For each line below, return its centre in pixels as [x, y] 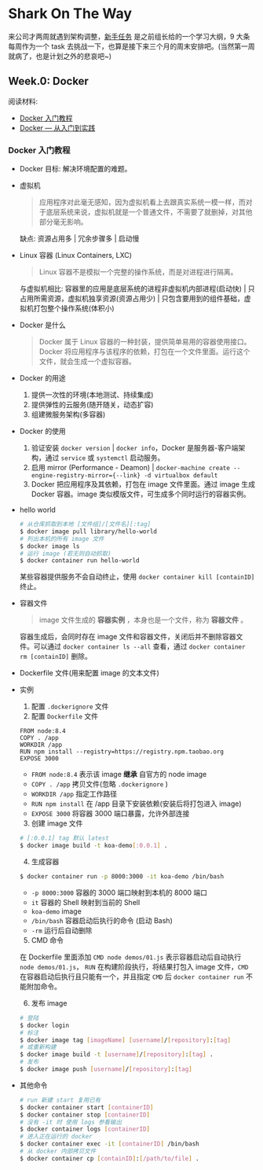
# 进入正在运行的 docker [56, 1137]
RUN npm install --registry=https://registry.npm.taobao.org [122, 752]
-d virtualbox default [181, 476]
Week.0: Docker [48, 81]
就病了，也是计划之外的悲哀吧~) [60, 56]
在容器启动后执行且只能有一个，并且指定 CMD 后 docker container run [132, 977]
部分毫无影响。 [63, 222]
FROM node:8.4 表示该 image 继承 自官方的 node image [119, 774]
